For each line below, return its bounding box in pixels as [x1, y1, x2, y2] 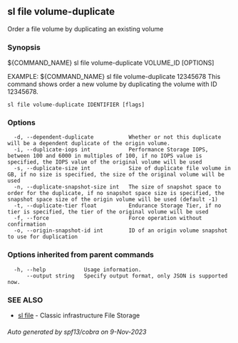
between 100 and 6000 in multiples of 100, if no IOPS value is [7, 152, 202, 159]
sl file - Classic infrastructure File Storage [17, 311, 140, 320]
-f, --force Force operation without [14, 215, 202, 222]
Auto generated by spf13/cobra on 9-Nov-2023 [7, 327, 147, 336]
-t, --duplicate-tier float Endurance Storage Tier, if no [14, 202, 222, 209]
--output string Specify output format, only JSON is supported [26, 272, 228, 280]
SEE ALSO [7, 295, 43, 305]
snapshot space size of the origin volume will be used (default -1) [7, 196, 219, 204]
